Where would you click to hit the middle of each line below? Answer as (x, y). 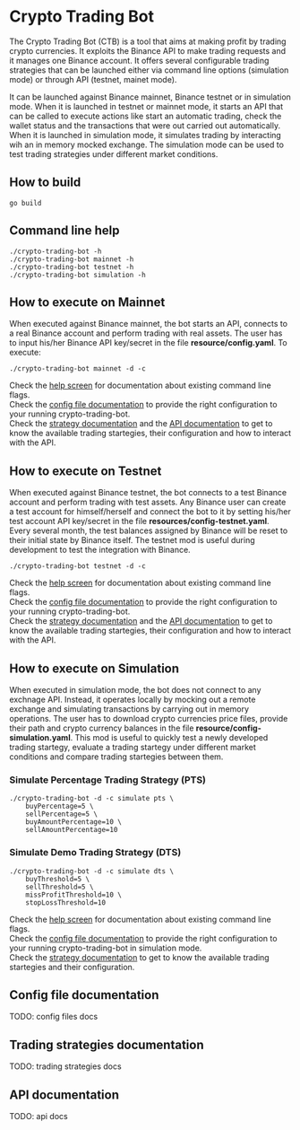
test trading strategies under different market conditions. (114, 153)
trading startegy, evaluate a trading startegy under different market (133, 747)
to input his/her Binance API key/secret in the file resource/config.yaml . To (149, 343)
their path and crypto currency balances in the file (102, 728)
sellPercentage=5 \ (62, 814)
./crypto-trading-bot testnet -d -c (77, 566)
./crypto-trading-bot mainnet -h (72, 259)
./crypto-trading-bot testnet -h (72, 267)
